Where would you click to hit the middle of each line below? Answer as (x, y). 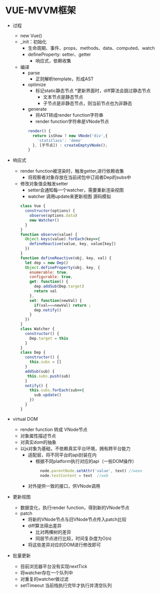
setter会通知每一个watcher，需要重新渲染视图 (76, 190)
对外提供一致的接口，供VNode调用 (64, 486)
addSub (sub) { (40, 371)
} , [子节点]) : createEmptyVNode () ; (70, 145)
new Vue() (31, 36)
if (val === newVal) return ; (62, 305)
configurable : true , (51, 277)
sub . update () (48, 395)
